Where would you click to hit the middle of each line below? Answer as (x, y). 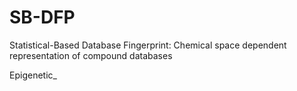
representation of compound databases (91, 55)
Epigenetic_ (33, 75)
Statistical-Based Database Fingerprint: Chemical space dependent (148, 45)
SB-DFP (42, 17)
